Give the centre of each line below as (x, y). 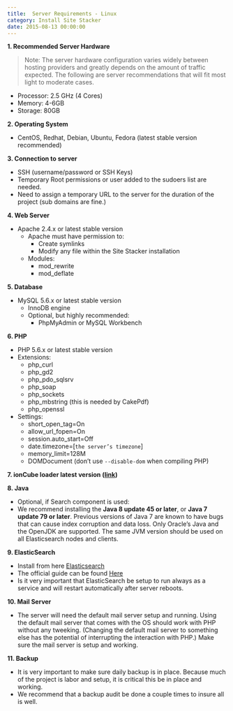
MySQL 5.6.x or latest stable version (69, 300)
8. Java (18, 488)
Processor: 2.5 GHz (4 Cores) (60, 96)
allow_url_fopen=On (57, 432)
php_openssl (46, 409)
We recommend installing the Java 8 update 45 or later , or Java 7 (112, 509)
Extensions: (34, 358)
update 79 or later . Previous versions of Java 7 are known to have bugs (120, 517)
